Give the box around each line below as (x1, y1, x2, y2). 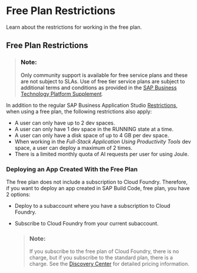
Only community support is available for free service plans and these (20, 72, 188, 79)
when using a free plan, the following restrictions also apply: (6, 107, 152, 115)
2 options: (6, 191, 31, 198)
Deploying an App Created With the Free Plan (6, 165, 138, 173)
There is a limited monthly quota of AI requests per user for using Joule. (14, 150, 189, 157)
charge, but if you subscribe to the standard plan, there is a (29, 254, 173, 261)
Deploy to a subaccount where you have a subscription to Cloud (14, 202, 171, 209)
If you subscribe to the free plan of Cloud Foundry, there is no (29, 248, 179, 255)
